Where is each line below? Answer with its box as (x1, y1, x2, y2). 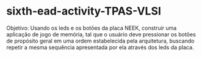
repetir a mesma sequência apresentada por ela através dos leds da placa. (6, 44, 194, 51)
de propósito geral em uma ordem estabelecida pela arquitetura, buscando (6, 37, 195, 44)
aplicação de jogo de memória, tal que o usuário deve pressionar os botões (6, 30, 197, 38)
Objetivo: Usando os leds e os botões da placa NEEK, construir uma (6, 24, 177, 32)
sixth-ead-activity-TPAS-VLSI (6, 4, 162, 18)
